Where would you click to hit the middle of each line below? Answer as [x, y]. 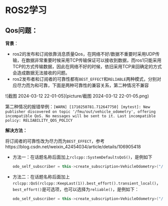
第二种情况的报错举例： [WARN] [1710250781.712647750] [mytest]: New [78, 107]
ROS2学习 [26, 10]
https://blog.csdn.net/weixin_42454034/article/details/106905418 [73, 147]
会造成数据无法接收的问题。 [41, 73]
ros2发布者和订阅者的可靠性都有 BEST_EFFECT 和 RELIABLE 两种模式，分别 [85, 79]
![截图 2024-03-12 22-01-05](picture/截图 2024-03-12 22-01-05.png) [77, 96]
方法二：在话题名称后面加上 [41, 176]
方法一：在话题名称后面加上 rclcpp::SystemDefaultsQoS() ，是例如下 [82, 157]
